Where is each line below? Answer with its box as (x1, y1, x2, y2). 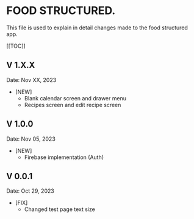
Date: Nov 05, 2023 (6, 135, 56, 143)
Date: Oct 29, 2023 (6, 187, 55, 195)
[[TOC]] (6, 42, 26, 50)
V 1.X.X (6, 60, 35, 70)
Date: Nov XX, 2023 (6, 76, 57, 83)
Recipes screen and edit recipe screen (24, 101, 121, 108)
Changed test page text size (24, 206, 96, 213)
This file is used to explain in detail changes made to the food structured (6, 24, 188, 31)
